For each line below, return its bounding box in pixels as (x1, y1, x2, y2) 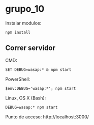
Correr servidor (5, 44, 56, 53)
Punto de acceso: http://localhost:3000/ (5, 113, 89, 120)
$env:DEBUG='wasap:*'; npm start (5, 86, 76, 91)
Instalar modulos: (5, 20, 42, 26)
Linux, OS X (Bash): (5, 95, 46, 101)
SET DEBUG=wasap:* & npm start (5, 67, 72, 72)
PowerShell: (5, 76, 30, 82)
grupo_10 (5, 3, 45, 15)
